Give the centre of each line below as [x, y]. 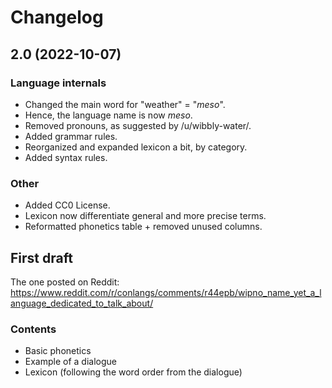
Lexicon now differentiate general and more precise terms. [145, 216]
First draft [41, 257]
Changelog [57, 17]
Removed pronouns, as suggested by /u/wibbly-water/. [138, 125]
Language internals [58, 83]
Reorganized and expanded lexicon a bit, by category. [136, 147]
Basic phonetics [58, 351]
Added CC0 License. [67, 205]
